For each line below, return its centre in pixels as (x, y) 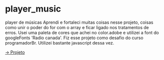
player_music (33, 9)
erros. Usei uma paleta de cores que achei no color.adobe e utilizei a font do (82, 32)
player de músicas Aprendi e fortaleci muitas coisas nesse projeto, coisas (79, 22)
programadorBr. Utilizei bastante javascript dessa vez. (59, 43)
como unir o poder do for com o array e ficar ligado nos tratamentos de (77, 27)
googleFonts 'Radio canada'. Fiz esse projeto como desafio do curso (74, 38)
